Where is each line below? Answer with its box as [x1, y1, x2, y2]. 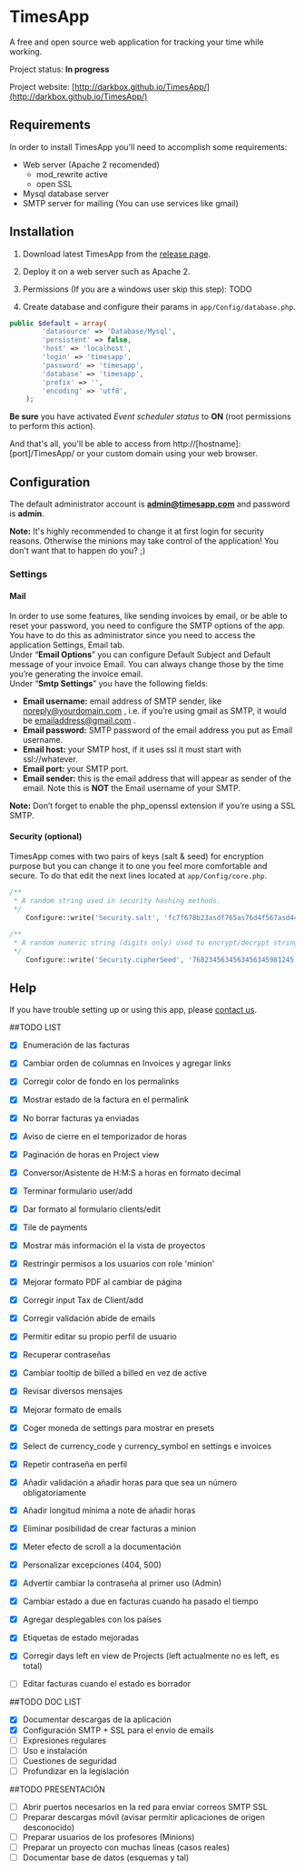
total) [22, 1661, 43, 1672]
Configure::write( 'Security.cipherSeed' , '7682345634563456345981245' [25, 955, 299, 965]
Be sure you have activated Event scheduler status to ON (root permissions [9, 411, 292, 422]
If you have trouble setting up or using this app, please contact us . [9, 1005, 257, 1016]
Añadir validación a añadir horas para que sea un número [22, 1477, 238, 1487]
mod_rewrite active [35, 168, 109, 179]
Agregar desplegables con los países [22, 1614, 162, 1625]
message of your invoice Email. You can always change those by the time [9, 659, 284, 670]
